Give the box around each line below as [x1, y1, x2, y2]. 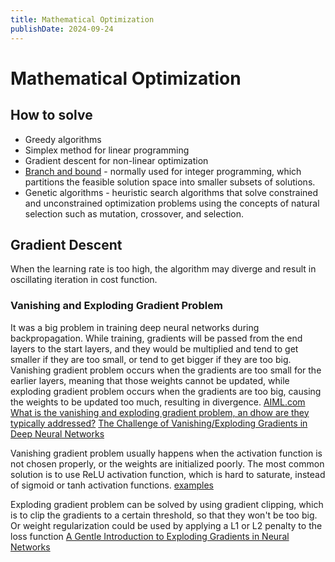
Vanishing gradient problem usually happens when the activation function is [10, 447, 323, 459]
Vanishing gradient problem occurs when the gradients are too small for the [10, 364, 322, 376]
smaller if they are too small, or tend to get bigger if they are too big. [10, 353, 292, 365]
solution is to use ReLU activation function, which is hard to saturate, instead [10, 468, 326, 480]
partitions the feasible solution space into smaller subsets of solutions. [24, 176, 316, 188]
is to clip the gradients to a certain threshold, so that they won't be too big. [10, 509, 318, 521]
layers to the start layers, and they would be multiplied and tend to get [10, 342, 299, 355]
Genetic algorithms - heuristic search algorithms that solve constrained [24, 186, 319, 198]
